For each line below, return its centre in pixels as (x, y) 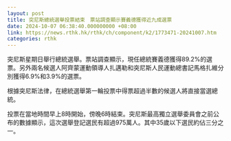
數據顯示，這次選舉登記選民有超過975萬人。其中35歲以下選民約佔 (112, 123)
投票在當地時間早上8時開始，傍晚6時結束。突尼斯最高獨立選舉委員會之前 (110, 114)
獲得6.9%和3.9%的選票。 (49, 77)
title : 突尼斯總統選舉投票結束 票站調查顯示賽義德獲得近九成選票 (90, 20)
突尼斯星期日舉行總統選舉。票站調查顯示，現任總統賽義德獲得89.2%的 (107, 60)
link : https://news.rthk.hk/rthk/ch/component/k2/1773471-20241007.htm (112, 33)
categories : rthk (32, 39)
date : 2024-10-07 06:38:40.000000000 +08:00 (72, 26)
